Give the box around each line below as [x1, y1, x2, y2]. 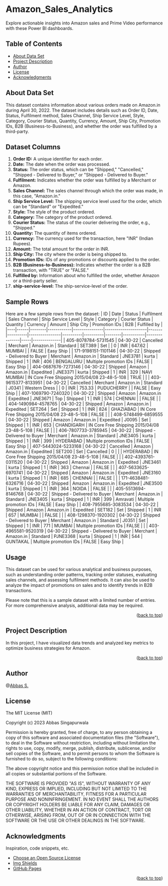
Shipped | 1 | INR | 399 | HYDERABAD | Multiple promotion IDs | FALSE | [5, 438, 153, 444]
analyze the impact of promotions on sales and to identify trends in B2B [5, 582, 153, 588]
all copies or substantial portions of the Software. [5, 771, 107, 777]
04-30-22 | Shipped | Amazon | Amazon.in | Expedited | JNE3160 [26, 470, 161, 476]
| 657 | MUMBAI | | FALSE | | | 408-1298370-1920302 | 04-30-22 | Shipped [5, 512, 161, 518]
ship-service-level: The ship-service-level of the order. [12, 283, 128, 289]
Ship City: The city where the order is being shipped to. [12, 251, 128, 257]
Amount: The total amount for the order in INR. [12, 246, 110, 252]
